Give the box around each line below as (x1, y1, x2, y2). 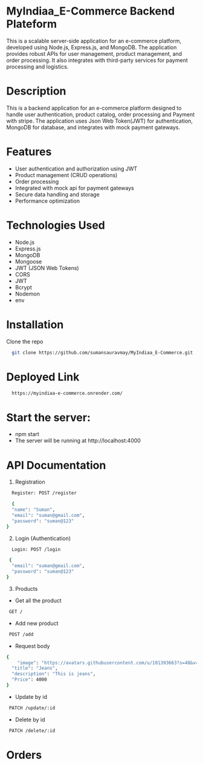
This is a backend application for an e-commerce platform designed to (6, 104, 182, 112)
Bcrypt (14, 283, 32, 291)
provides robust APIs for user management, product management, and (6, 50, 182, 57)
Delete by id (14, 716, 45, 723)
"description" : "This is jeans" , (11, 671, 96, 677)
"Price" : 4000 (11, 676, 47, 683)
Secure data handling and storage (14, 190, 100, 198)
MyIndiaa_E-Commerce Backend (6, 4, 175, 18)
